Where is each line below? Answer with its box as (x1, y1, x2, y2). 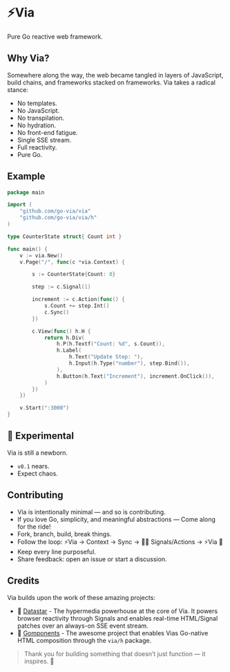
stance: (7, 85, 29, 93)
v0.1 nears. (17, 462, 50, 470)
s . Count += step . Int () (44, 302, 110, 309)
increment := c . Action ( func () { (32, 296, 126, 303)
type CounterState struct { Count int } (7, 233, 122, 240)
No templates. (17, 99, 57, 107)
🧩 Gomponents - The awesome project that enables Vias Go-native (17, 628, 209, 637)
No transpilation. (17, 113, 64, 122)
